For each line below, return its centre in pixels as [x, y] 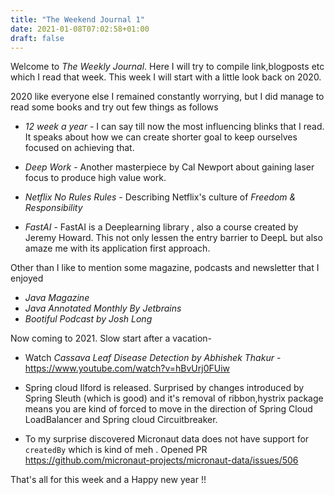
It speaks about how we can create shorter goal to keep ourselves [161, 137]
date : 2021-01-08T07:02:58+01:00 [80, 29]
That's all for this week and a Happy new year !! [108, 480]
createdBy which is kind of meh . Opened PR [116, 450]
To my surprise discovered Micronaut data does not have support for [167, 439]
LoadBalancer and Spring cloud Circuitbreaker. [121, 420]
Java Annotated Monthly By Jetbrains [103, 308]
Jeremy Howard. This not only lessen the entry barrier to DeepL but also [173, 238]
